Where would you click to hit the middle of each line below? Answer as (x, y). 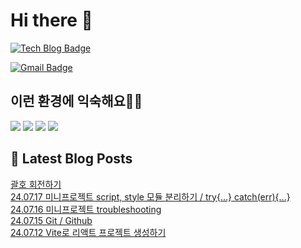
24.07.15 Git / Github (51, 220)
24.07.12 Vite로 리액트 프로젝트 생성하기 (88, 232)
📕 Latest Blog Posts (71, 159)
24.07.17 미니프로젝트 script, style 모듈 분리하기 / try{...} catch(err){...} (150, 196)
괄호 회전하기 (36, 184)
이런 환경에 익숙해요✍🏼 (76, 101)
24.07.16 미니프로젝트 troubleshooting (86, 209)
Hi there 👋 (51, 20)
